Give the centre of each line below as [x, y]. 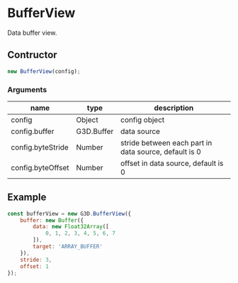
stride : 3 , [36, 260]
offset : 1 [35, 266]
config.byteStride [40, 147]
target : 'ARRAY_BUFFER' [68, 247]
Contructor [33, 55]
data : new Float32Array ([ [71, 227]
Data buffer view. [32, 33]
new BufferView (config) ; [44, 71]
